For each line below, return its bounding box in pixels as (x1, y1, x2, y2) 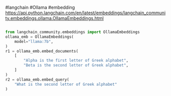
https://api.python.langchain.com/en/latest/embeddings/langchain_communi (5, 10, 166, 16)
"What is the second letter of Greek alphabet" (14, 82, 117, 87)
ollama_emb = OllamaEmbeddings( (5, 34, 74, 39)
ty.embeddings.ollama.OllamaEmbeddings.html (5, 15, 104, 21)
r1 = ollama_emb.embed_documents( (5, 49, 79, 54)
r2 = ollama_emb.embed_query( (5, 77, 70, 82)
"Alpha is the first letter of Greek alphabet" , (23, 58, 129, 63)
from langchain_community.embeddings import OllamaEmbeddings (5, 30, 140, 35)
